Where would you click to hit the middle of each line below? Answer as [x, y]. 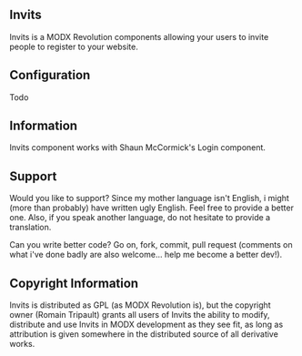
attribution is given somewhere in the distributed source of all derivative [144, 334]
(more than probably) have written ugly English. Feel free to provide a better [151, 208]
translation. [30, 228]
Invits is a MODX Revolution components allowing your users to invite [139, 36]
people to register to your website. [74, 46]
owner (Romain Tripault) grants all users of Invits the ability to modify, [140, 315]
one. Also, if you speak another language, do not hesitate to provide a [140, 218]
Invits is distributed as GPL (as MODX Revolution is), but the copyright [140, 305]
